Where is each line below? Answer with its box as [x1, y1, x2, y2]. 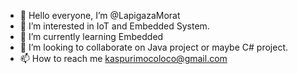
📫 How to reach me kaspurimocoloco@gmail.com [19, 53, 228, 64]
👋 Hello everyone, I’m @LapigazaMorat [19, 10, 181, 21]
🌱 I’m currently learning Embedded [19, 31, 164, 42]
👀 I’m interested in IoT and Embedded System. [19, 20, 210, 32]
